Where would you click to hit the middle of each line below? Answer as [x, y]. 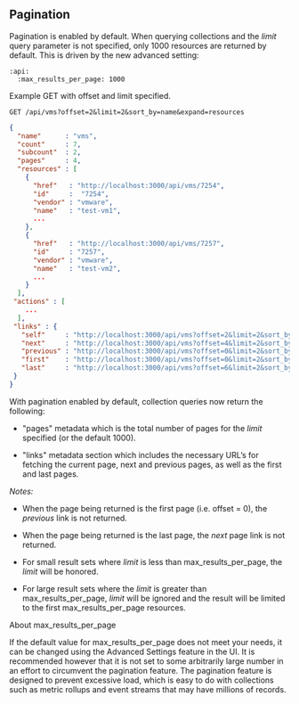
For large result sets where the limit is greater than [114, 588]
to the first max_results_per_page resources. [104, 607]
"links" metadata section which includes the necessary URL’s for [141, 454]
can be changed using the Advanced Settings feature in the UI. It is [132, 651]
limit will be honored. [61, 571]
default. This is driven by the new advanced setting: [104, 55]
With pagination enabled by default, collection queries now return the [137, 401]
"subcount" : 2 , [49, 152]
